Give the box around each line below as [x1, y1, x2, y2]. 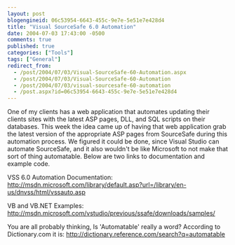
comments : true [7, 36, 52, 43]
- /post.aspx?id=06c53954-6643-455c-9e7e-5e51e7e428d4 [13, 88, 177, 95]
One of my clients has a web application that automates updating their [7, 108, 210, 116]
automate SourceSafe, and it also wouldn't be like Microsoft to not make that [7, 145, 228, 153]
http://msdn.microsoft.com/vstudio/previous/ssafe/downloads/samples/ [7, 209, 215, 218]
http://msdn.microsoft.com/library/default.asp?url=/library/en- [7, 181, 187, 189]
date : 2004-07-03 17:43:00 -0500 [7, 29, 105, 37]
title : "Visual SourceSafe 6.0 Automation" [7, 23, 137, 30]
